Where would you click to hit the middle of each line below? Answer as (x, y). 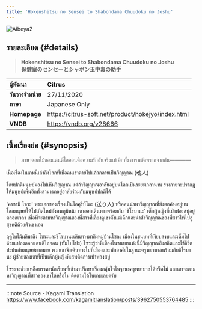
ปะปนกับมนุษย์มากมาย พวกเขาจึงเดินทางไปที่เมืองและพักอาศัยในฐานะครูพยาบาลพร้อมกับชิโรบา (99, 250)
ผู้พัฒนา (18, 85)
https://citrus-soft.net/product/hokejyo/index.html (118, 114)
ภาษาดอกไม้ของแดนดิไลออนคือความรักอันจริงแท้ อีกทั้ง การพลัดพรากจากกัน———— (106, 160)
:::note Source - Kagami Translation (50, 293)
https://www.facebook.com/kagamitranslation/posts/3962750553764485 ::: (100, 300)
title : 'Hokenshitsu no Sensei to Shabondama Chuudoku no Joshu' (90, 12)
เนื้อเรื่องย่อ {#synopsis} (47, 145)
